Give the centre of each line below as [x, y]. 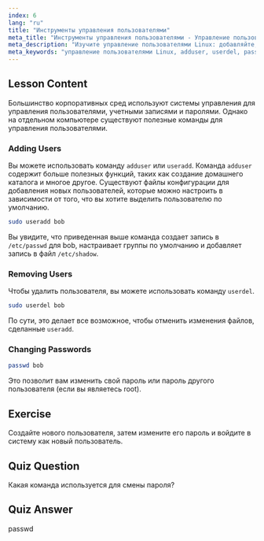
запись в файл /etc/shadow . [53, 254]
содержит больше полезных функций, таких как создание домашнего [126, 174]
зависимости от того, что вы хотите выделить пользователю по [115, 199]
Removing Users [40, 274]
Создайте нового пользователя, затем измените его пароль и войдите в [130, 433]
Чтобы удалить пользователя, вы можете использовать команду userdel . [132, 291]
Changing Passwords [50, 350]
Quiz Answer [40, 510]
